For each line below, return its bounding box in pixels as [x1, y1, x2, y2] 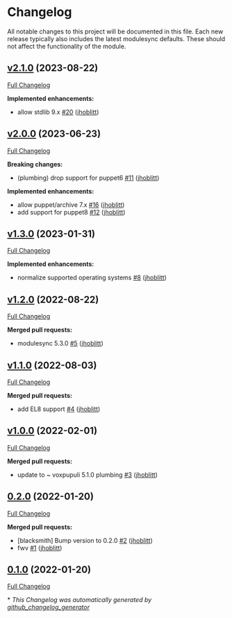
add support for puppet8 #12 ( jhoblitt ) [17, 208, 126, 216]
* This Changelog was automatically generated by [7, 596, 152, 604]
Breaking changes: [7, 160, 63, 168]
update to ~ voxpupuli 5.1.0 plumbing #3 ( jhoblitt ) [17, 470, 158, 479]
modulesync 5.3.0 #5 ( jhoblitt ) [17, 339, 104, 348]
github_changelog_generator [7, 603, 90, 612]
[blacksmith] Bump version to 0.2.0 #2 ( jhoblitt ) [17, 536, 153, 544]
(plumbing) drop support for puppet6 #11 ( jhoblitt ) [17, 173, 160, 182]
